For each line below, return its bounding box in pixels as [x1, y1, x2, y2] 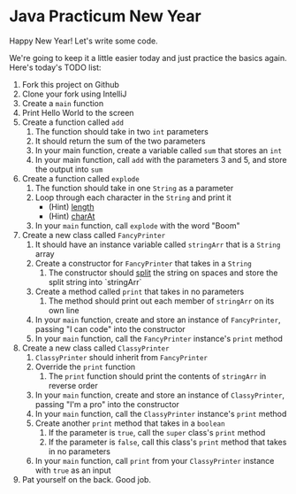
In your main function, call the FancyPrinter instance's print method [34, 333, 283, 343]
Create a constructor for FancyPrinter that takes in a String [34, 258, 252, 268]
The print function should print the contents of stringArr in [48, 370, 267, 382]
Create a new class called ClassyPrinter [21, 343, 170, 353]
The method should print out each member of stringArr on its [48, 295, 275, 306]
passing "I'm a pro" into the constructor [34, 398, 179, 409]
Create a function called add [21, 117, 124, 127]
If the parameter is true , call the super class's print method [48, 427, 266, 437]
